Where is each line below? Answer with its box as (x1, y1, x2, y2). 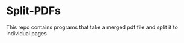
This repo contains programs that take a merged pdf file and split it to (6, 24, 179, 31)
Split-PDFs (6, 4, 61, 18)
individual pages (6, 29, 47, 37)
